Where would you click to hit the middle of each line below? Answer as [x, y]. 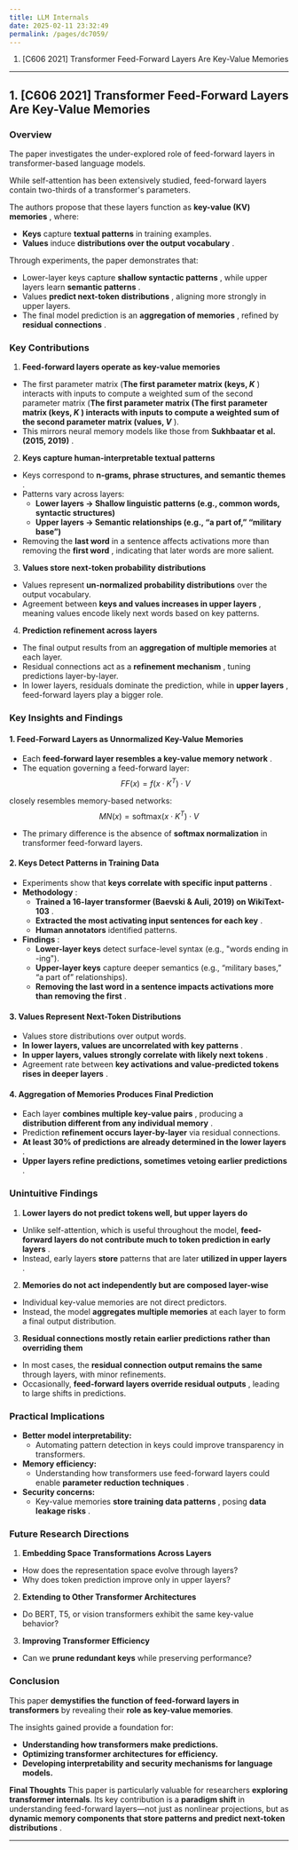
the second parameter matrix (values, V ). [100, 422]
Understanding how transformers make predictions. [120, 1744]
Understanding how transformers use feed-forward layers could [153, 1473]
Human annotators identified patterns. [106, 930]
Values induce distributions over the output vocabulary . [128, 243]
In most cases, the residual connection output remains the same [142, 1364]
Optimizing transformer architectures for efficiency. [120, 1753]
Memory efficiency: [59, 1464]
